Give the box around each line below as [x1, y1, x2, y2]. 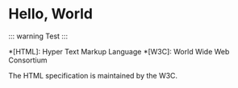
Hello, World [8, 5, 93, 23]
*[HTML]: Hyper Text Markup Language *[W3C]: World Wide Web [8, 46, 230, 56]
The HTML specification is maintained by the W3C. [8, 70, 178, 80]
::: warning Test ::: [8, 31, 69, 41]
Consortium [8, 55, 48, 65]
